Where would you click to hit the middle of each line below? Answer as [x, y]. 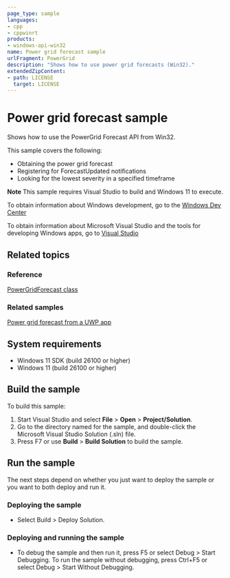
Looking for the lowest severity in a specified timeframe [96, 178]
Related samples [35, 307]
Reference [25, 274]
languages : [23, 20]
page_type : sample [33, 13]
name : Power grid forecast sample [57, 52]
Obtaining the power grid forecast [65, 164]
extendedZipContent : [37, 71]
